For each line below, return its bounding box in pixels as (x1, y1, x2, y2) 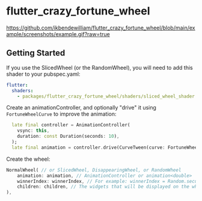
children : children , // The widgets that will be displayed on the (17, 184, 189, 190)
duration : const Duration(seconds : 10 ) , (17, 134, 120, 140)
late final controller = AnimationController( (11, 122, 130, 128)
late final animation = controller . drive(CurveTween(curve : (11, 144, 165, 150)
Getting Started (6, 48, 66, 58)
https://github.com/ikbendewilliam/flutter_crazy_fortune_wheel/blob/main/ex (6, 24, 195, 31)
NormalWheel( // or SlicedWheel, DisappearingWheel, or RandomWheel (6, 167, 182, 173)
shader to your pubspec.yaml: (6, 70, 81, 78)
